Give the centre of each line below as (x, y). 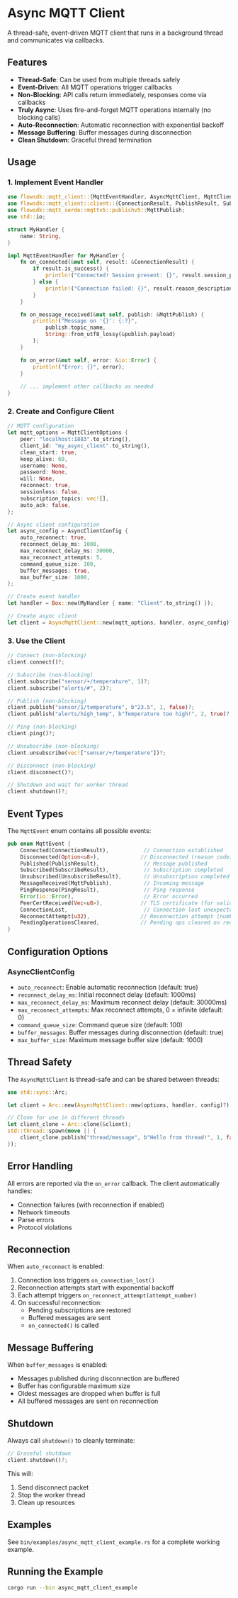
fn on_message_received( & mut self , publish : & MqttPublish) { (112, 314)
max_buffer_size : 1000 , (55, 577)
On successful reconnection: (60, 1303)
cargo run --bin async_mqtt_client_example (73, 1588)
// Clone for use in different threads (66, 1118)
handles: (20, 1191)
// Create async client (42, 616)
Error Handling (40, 1167)
